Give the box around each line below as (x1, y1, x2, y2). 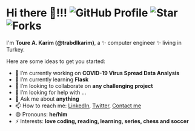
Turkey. (6, 45, 25, 53)
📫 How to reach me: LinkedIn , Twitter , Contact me (15, 102, 141, 109)
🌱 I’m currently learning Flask (15, 76, 89, 83)
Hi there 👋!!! (6, 6, 68, 20)
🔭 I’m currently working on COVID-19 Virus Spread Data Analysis (15, 69, 180, 76)
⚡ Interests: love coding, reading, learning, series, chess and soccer (15, 117, 189, 124)
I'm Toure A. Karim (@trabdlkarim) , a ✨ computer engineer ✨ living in (6, 39, 182, 46)
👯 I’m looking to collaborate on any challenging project (15, 82, 153, 89)
